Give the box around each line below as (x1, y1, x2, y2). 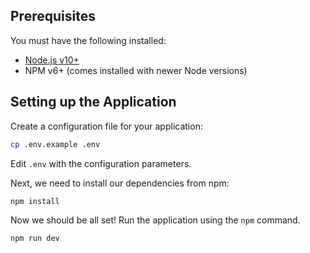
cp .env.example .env (10, 139, 101, 149)
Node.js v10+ (24, 54, 80, 66)
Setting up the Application (10, 94, 177, 111)
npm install (10, 196, 60, 206)
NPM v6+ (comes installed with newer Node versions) (24, 64, 248, 76)
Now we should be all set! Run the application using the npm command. (10, 214, 301, 226)
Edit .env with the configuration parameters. (10, 157, 192, 169)
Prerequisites (10, 8, 96, 25)
